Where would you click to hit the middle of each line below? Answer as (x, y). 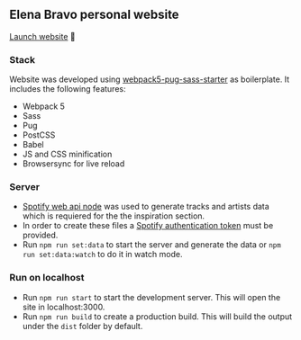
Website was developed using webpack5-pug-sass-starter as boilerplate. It (150, 79)
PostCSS (39, 135)
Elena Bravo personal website (94, 15)
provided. (40, 235)
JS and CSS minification (67, 154)
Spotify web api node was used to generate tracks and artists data (146, 207)
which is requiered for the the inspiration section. (114, 216)
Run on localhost (47, 278)
